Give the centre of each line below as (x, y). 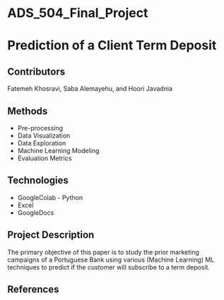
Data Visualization (44, 135)
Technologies (38, 180)
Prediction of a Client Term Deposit (112, 46)
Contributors (36, 71)
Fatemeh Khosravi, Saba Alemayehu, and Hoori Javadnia (90, 89)
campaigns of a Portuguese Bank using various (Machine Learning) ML (111, 260)
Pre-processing (40, 128)
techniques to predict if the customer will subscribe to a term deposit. (109, 267)
